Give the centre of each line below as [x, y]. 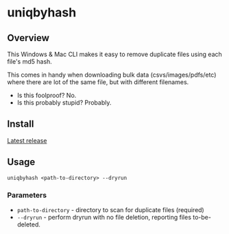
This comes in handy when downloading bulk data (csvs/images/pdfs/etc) [112, 75]
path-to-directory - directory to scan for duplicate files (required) [110, 209]
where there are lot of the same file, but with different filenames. [98, 82]
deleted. [29, 224]
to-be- [202, 217]
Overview [28, 38]
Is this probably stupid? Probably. [64, 103]
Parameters [27, 195]
